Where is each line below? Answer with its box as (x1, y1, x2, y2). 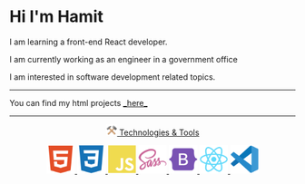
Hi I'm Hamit (9, 6, 104, 27)
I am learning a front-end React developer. (9, 36, 168, 47)
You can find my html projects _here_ (9, 97, 148, 108)
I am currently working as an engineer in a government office (9, 53, 238, 64)
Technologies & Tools (119, 127, 200, 138)
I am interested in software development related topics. (9, 71, 216, 82)
